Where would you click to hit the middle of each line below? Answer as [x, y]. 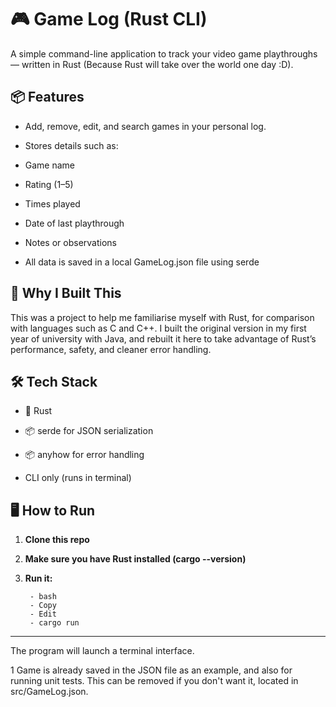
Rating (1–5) [49, 184]
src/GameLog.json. [49, 692]
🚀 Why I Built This [66, 293]
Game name [50, 165]
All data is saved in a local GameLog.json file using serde [142, 262]
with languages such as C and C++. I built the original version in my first [158, 328]
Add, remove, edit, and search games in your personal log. [145, 126]
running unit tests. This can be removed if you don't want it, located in [154, 681]
